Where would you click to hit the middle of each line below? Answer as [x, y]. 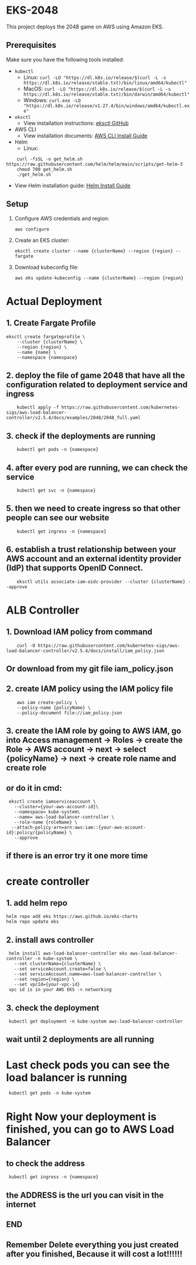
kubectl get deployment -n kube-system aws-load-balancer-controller [96, 1021]
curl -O [26, 646]
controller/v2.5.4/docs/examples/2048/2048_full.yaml [74, 418]
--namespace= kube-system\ [47, 812]
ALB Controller [43, 610]
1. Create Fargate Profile [51, 323]
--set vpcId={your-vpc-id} [47, 985]
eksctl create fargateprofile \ [46, 337]
